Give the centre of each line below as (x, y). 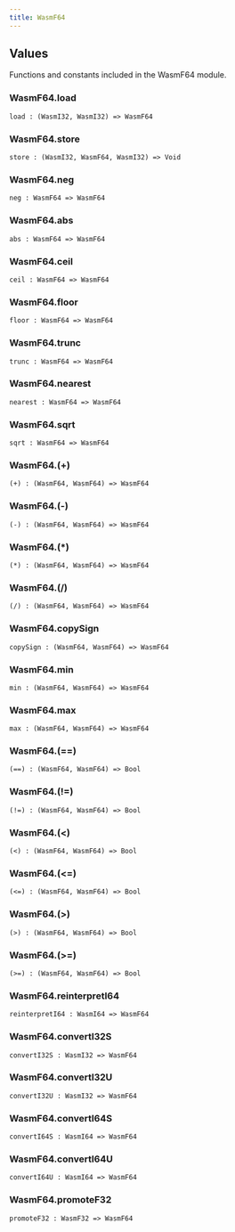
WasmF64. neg (42, 179)
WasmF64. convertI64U (61, 1159)
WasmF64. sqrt (42, 424)
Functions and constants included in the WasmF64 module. (118, 75)
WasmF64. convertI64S (61, 1118)
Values (29, 54)
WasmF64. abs (41, 221)
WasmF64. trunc (45, 343)
